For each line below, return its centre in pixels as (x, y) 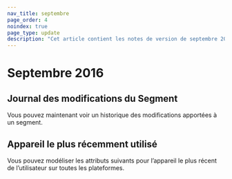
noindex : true (28, 26)
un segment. (25, 123)
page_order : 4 (28, 20)
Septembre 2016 (56, 73)
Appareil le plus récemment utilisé (82, 144)
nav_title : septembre (38, 13)
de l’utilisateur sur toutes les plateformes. (66, 168)
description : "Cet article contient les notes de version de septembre (112, 39)
